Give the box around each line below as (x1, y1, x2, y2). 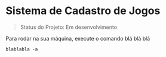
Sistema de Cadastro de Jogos (5, 4, 161, 18)
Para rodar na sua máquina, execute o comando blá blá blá (5, 35, 150, 42)
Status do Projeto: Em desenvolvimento (20, 24, 118, 31)
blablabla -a (5, 46, 38, 52)
